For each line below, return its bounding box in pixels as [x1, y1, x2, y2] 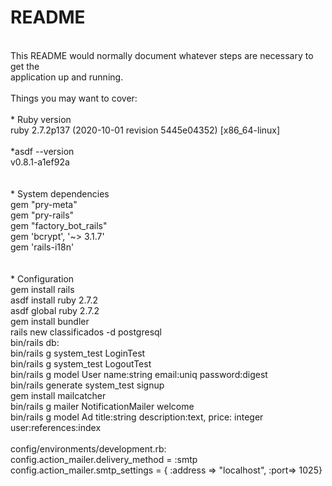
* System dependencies [10, 187, 110, 200]
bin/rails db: [10, 336, 60, 348]
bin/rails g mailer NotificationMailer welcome [10, 400, 195, 412]
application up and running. [10, 71, 124, 83]
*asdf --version [10, 145, 75, 157]
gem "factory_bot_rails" [10, 219, 108, 231]
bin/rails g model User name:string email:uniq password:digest [10, 368, 268, 380]
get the [10, 60, 40, 72]
